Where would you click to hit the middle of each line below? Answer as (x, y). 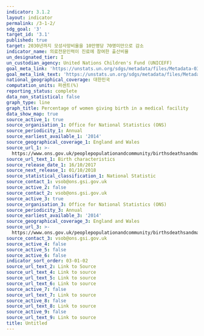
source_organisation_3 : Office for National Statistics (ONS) (87, 205)
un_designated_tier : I (35, 57)
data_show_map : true (32, 114)
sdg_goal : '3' (24, 29)
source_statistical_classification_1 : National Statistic (81, 176)
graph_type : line (28, 102)
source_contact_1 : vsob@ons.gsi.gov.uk (57, 182)
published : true (27, 40)
